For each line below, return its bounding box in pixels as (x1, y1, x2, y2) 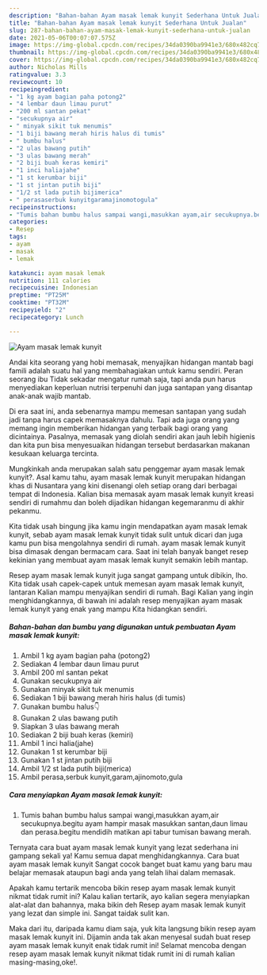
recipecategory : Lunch (9, 313, 84, 321)
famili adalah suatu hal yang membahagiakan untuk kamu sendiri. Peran (9, 365, 244, 375)
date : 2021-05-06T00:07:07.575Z (9, 33, 116, 42)
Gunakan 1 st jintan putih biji (20, 755, 113, 765)
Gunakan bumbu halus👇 (20, 702, 100, 711)
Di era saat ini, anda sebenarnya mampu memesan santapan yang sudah (9, 406, 246, 416)
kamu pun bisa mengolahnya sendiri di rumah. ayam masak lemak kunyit (9, 538, 246, 548)
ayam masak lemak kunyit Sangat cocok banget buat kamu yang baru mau (9, 859, 253, 869)
